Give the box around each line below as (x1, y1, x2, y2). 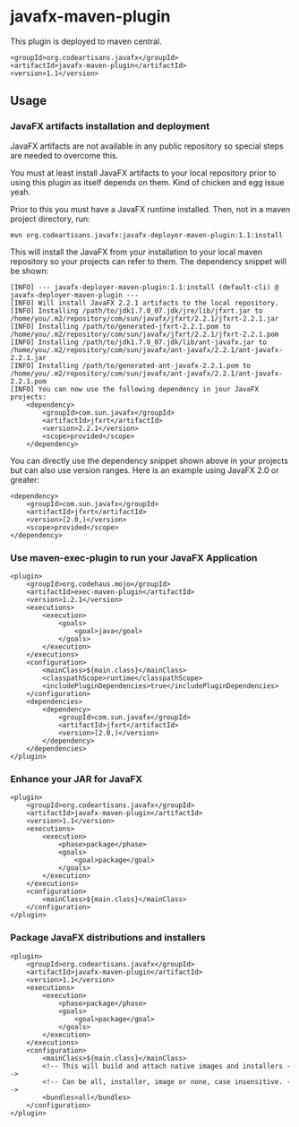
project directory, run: (10, 213, 90, 224)
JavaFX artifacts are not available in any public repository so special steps (10, 141, 285, 151)
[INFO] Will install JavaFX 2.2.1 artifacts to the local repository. (10, 298, 279, 307)
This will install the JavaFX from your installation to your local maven (10, 246, 263, 257)
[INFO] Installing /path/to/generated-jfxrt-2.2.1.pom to (10, 322, 231, 331)
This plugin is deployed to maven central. (10, 36, 162, 47)
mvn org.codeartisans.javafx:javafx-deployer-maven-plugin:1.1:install (10, 230, 283, 239)
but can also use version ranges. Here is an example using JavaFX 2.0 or (10, 464, 279, 476)
